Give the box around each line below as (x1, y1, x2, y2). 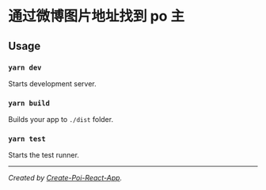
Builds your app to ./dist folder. (8, 115, 113, 124)
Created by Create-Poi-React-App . (8, 173, 123, 183)
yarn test (8, 135, 46, 143)
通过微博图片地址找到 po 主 (8, 7, 185, 25)
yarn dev (8, 63, 42, 72)
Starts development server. (8, 78, 97, 88)
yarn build (8, 98, 50, 108)
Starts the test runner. (8, 150, 79, 160)
